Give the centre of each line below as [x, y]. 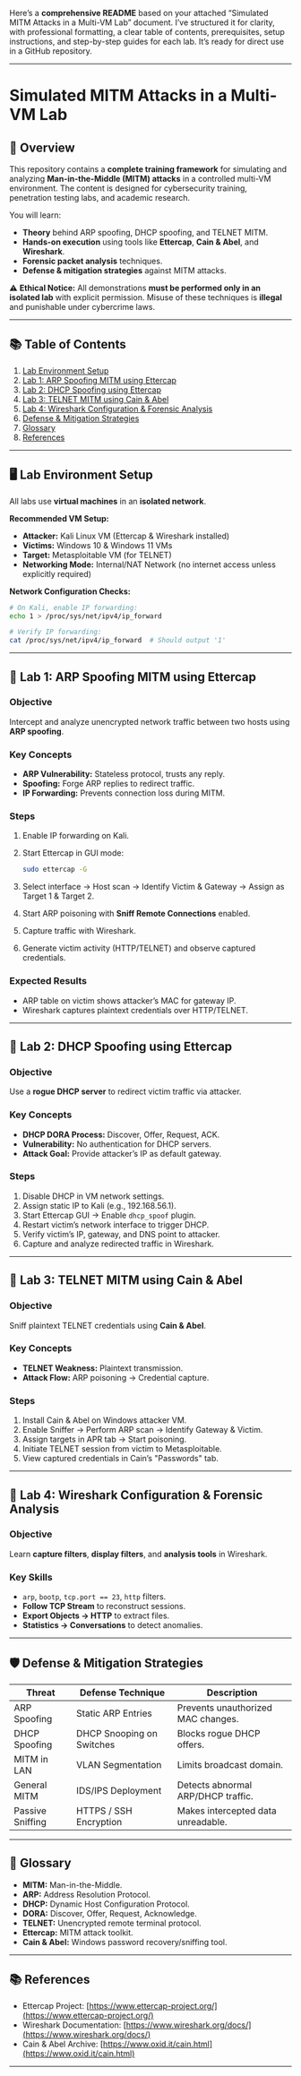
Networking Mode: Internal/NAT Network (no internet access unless [149, 564]
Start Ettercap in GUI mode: [73, 853]
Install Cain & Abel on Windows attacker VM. [104, 1420]
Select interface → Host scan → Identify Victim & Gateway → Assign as [153, 887]
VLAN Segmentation [119, 1764]
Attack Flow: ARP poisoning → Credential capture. [116, 1377]
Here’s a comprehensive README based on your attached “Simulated [139, 13]
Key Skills [31, 1577]
